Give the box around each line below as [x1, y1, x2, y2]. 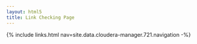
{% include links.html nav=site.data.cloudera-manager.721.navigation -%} [6, 31, 192, 38]
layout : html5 [6, 8, 43, 15]
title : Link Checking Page [6, 14, 75, 20]
